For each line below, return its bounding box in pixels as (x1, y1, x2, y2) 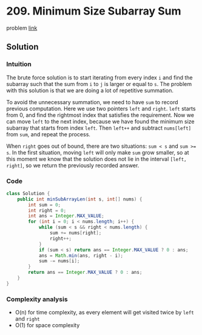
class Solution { (6, 190, 50, 196)
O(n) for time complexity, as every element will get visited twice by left (15, 309, 194, 316)
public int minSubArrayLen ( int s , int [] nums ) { (17, 196, 143, 202)
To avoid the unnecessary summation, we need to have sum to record (6, 98, 178, 105)
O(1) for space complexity (15, 322, 80, 329)
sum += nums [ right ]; (49, 230, 102, 236)
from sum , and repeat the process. (6, 130, 91, 138)
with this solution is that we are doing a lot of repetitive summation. (6, 87, 174, 94)
